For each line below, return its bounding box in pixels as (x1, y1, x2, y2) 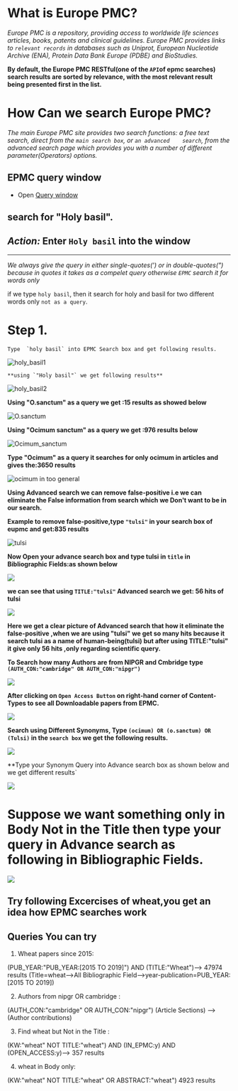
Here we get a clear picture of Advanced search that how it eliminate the (7, 621, 225, 630)
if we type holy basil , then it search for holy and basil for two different (7, 289, 215, 298)
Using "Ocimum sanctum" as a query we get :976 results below (7, 425, 198, 434)
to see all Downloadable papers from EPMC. (27, 699, 159, 707)
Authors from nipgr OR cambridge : (17, 991, 121, 1000)
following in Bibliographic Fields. (7, 851, 204, 868)
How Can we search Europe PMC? (7, 105, 211, 122)
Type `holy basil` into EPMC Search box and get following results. (7, 345, 217, 353)
